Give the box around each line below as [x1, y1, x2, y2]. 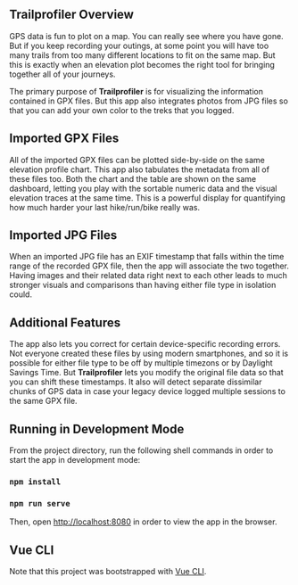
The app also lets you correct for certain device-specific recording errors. [9, 339, 281, 350]
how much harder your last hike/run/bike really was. [9, 202, 201, 212]
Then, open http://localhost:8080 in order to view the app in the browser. [9, 516, 277, 527]
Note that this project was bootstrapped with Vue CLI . [9, 566, 207, 577]
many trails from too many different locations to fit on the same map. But [9, 49, 276, 61]
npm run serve [9, 498, 70, 508]
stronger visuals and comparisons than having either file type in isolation [9, 280, 277, 291]
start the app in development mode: [9, 455, 141, 466]
